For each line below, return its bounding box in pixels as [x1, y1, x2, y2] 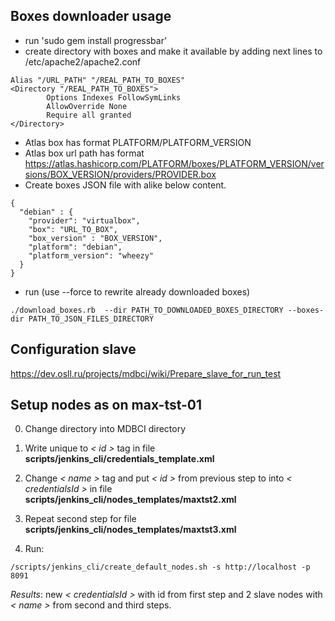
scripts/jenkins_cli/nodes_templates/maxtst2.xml [24, 494, 237, 506]
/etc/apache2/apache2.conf [24, 55, 142, 68]
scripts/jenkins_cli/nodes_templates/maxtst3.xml [24, 524, 237, 536]
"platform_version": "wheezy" [28, 250, 155, 261]
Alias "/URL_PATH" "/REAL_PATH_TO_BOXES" [10, 75, 186, 85]
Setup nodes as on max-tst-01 [10, 397, 203, 414]
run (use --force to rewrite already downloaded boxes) [24, 285, 251, 298]
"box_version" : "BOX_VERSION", [28, 233, 163, 243]
